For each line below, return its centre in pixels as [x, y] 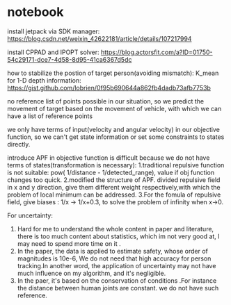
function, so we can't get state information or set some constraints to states [116, 137]
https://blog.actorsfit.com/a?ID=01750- [157, 52]
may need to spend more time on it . [69, 243]
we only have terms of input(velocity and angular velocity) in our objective [114, 129]
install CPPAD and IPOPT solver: [53, 52]
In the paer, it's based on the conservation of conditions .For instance [117, 280]
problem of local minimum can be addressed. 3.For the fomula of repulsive [114, 195]
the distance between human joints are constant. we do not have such [118, 288]
